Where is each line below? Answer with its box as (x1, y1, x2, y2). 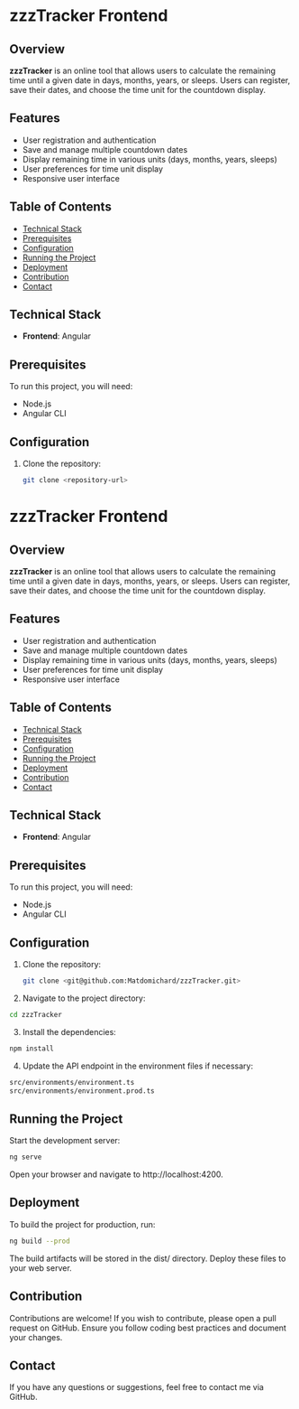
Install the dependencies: (22, 1026, 117, 1037)
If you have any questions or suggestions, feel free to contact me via (9, 1382, 264, 1393)
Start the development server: (9, 1135, 121, 1146)
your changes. (9, 1331, 63, 1342)
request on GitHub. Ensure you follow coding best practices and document (9, 1322, 286, 1333)
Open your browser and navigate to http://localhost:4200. (9, 1169, 223, 1180)
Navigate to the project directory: (22, 993, 146, 1003)
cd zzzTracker (9, 1010, 63, 1019)
